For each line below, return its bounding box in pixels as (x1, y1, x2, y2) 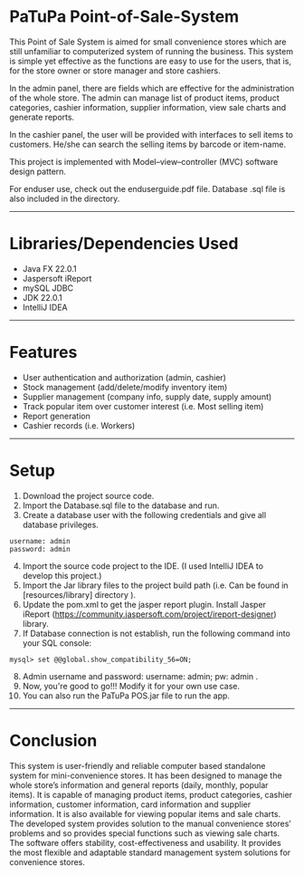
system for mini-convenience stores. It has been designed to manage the (9, 770, 282, 781)
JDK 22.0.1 (22, 292, 62, 303)
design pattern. (9, 166, 66, 177)
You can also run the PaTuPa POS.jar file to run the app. (22, 690, 231, 701)
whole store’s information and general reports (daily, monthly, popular (9, 779, 269, 790)
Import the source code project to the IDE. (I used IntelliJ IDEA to (22, 560, 264, 572)
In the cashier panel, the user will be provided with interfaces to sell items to (9, 129, 294, 139)
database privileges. (22, 519, 100, 530)
